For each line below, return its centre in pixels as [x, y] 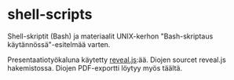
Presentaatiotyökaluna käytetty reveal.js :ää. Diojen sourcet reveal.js [117, 60]
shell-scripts [50, 15]
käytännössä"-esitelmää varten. [59, 44]
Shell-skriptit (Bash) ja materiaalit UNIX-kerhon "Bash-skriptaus [110, 36]
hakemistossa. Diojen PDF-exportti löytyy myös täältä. [95, 67]
